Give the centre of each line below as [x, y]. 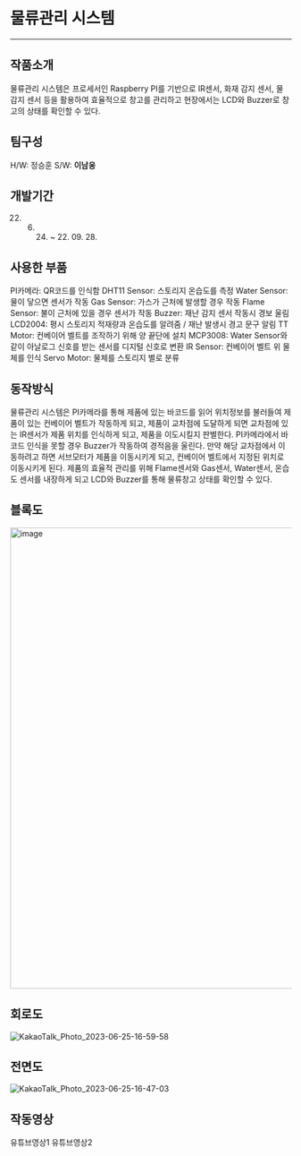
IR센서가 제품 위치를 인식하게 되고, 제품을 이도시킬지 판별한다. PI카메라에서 [149, 434]
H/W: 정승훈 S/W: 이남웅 [53, 165]
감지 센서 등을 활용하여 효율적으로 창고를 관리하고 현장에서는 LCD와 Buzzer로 [145, 99]
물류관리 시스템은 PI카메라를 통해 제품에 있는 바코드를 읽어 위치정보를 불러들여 [146, 412]
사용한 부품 [39, 267]
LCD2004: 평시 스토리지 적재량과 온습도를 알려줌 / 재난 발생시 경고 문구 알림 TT [150, 324]
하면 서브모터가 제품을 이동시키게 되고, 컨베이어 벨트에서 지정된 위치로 [163, 457]
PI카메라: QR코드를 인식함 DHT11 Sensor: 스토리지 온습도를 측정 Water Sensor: [149, 291]
